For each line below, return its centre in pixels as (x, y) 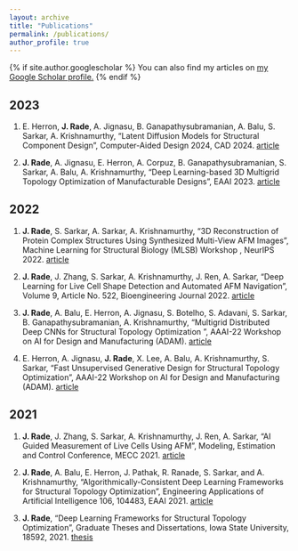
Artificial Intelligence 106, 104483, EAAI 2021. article (117, 500)
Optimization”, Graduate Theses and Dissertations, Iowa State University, (155, 527)
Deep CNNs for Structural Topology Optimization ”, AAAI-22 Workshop (152, 331)
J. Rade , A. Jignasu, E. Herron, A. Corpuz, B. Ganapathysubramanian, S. (154, 163)
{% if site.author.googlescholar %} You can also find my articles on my (139, 68)
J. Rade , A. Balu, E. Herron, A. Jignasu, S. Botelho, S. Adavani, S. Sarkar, (154, 312)
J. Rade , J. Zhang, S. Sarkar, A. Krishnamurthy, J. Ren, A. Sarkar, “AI (146, 436)
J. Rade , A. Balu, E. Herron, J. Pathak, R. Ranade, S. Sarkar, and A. (143, 472)
